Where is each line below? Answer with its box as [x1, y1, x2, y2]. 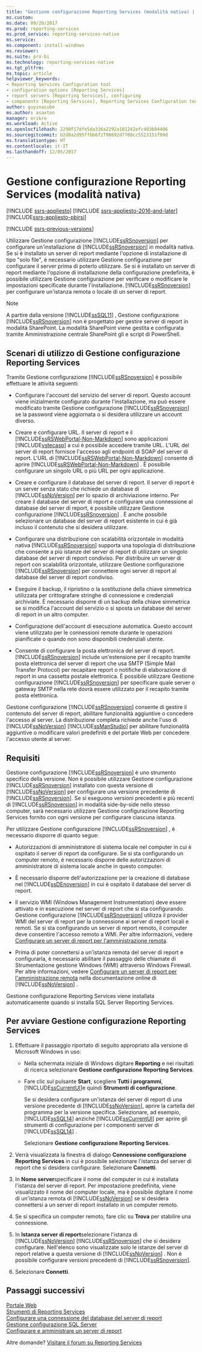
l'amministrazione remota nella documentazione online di [14, 975, 157, 982]
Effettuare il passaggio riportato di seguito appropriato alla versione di [14, 1041, 188, 1049]
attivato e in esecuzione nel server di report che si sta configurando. [14, 905, 185, 913]
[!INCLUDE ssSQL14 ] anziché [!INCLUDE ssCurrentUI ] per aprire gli [23, 1115, 188, 1122]
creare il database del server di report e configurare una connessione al [14, 498, 194, 506]
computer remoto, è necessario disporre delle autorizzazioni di [14, 856, 171, 864]
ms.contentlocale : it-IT [6, 143, 69, 149]
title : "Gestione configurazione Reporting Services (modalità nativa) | [6, 8, 195, 15]
